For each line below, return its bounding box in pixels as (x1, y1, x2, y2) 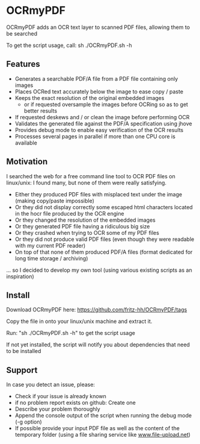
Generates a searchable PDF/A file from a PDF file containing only (14, 75, 178, 82)
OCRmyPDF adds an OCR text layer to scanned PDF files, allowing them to (6, 23, 190, 31)
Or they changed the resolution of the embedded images (14, 216, 156, 224)
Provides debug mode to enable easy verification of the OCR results (14, 126, 184, 133)
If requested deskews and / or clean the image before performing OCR (14, 113, 190, 120)
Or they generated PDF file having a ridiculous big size (14, 222, 150, 230)
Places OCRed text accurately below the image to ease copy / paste (14, 88, 184, 95)
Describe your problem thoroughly (14, 405, 100, 413)
